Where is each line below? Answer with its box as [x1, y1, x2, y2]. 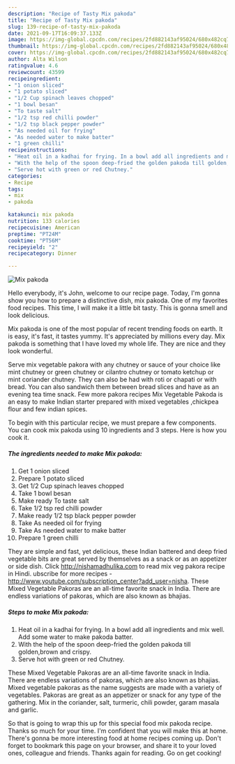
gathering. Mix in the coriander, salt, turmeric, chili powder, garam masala [8, 698, 220, 707]
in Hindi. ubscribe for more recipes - [8, 570, 112, 578]
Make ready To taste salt [17, 497, 89, 505]
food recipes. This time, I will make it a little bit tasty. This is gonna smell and [8, 304, 227, 312]
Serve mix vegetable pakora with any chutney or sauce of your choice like [8, 360, 221, 369]
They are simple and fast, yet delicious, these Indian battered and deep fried [8, 548, 227, 556]
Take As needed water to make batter [17, 527, 126, 535]
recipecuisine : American [8, 224, 80, 231]
